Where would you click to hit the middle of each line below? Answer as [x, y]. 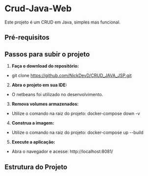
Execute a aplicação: [33, 142]
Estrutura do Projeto [36, 167]
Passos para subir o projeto [47, 54]
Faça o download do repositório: [45, 66]
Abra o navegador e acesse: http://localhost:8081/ [62, 151]
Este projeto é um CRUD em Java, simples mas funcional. [62, 22]
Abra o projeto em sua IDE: [39, 85]
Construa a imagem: [33, 123]
